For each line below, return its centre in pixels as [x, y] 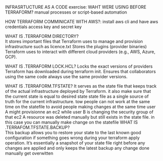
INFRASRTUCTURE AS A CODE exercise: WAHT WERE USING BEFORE [76, 7]
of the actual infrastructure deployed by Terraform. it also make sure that [78, 91]
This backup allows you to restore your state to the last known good [73, 133]
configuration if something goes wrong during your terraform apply [72, 138]
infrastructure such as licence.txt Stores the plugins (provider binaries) [76, 46]
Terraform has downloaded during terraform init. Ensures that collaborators [81, 72]
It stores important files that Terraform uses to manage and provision [74, 41]
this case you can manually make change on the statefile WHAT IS [71, 122]
